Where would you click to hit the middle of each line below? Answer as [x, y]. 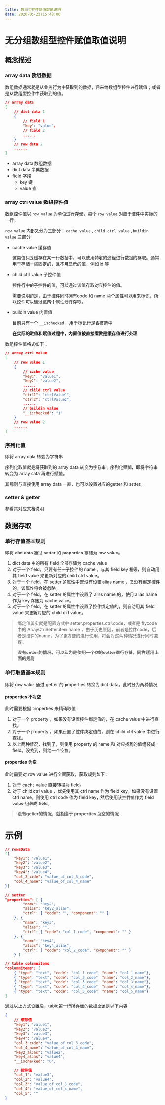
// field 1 [34, 121]
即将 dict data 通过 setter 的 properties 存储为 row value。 [64, 553]
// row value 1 [30, 362]
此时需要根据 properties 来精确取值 [41, 708]
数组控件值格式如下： [27, 344]
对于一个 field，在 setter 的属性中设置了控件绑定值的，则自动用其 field [83, 606]
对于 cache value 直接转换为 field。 [48, 785]
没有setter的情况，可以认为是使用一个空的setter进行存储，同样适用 [86, 653]
